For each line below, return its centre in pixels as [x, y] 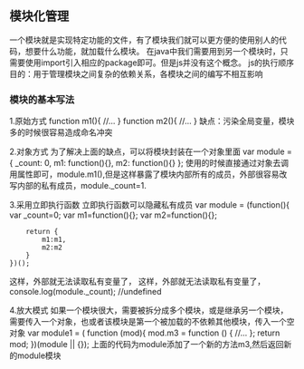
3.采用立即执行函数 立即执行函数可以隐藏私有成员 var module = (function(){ [149, 205]
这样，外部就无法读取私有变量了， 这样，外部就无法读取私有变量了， [137, 282]
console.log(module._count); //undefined [85, 292]
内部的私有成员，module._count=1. [81, 186]
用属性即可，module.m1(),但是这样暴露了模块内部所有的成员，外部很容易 [144, 174]
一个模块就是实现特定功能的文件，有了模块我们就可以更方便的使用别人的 [144, 40]
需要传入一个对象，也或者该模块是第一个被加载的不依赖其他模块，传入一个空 [152, 322]
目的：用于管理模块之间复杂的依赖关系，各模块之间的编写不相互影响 [136, 73]
